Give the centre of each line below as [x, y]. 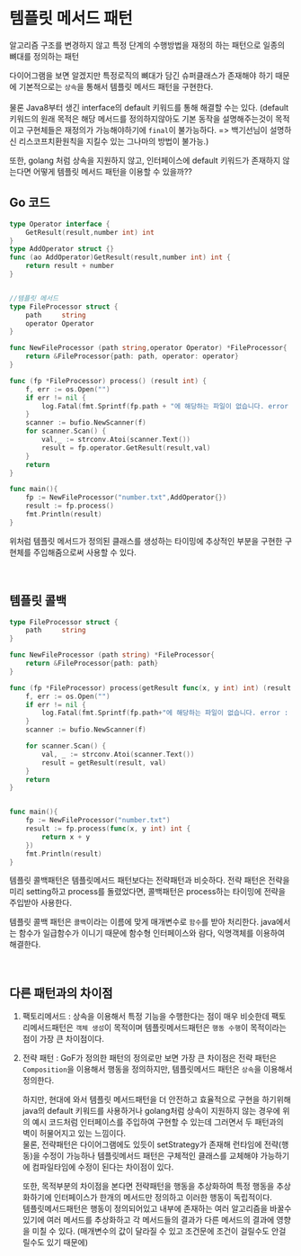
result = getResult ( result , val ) [104, 763]
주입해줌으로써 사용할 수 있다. [84, 552]
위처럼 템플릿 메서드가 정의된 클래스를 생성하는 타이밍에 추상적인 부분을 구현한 [146, 541]
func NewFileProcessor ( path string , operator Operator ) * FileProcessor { [148, 348]
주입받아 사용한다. [41, 903]
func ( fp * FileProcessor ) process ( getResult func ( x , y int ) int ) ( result [150, 688]
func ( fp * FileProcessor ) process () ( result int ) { [108, 381]
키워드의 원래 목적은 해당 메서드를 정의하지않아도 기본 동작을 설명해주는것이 [142, 119]
